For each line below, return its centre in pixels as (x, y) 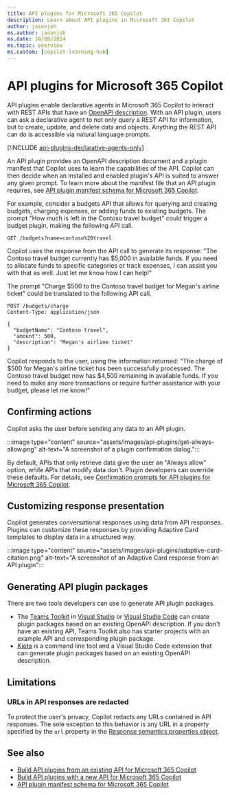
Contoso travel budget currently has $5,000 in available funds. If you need (112, 258)
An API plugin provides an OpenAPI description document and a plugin (107, 161)
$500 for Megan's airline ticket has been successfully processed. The (106, 368)
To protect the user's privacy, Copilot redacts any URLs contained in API (109, 717)
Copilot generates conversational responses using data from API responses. (115, 522)
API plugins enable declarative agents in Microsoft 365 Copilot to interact (111, 105)
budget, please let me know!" (49, 390)
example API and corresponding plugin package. (86, 639)
